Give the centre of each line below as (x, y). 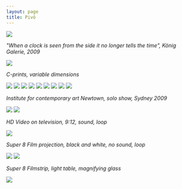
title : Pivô (21, 17)
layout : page (22, 12)
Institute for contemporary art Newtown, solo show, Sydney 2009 (87, 98)
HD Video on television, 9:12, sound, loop (57, 122)
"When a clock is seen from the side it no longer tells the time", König (91, 45)
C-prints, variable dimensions (43, 74)
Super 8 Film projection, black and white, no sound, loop (76, 144)
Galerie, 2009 (23, 52)
